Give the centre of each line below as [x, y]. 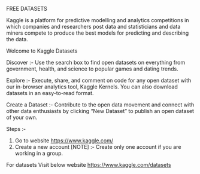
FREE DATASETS [27, 9]
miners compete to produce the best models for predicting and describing [98, 33]
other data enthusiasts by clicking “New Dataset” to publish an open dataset [100, 111]
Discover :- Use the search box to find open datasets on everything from [96, 62]
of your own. [22, 117]
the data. [17, 39]
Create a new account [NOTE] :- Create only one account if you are [98, 147]
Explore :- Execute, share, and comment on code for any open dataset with [99, 80]
